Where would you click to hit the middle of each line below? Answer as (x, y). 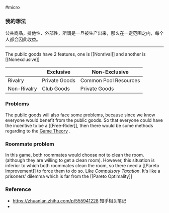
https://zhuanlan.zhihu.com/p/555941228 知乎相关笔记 (69, 201)
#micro (13, 7)
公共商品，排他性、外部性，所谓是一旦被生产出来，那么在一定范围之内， (80, 33)
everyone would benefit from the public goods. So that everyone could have (84, 120)
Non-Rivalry (22, 89)
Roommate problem (30, 144)
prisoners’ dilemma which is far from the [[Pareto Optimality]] (69, 176)
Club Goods (56, 89)
